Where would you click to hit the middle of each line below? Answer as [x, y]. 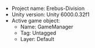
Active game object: [36, 21]
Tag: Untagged [38, 33]
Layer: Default [37, 39]
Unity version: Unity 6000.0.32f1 [50, 14]
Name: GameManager [47, 27]
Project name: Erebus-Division [48, 8]
